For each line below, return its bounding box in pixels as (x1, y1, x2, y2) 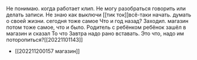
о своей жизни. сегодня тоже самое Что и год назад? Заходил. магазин (6, 18, 189, 24)
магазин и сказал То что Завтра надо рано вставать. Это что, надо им (6, 30, 185, 37)
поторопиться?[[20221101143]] (6, 36, 83, 43)
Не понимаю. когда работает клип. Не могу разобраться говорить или (6, 5, 186, 12)
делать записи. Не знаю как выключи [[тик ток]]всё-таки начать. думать (6, 11, 192, 18)
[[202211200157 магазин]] (14, 48, 80, 55)
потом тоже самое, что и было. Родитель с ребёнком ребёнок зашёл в (6, 24, 186, 31)
